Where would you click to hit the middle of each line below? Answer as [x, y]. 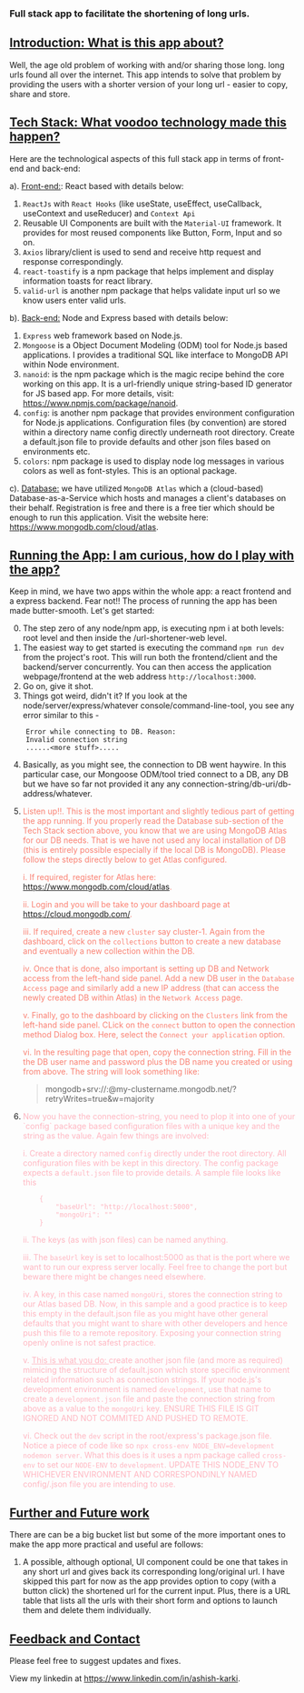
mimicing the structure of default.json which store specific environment [156, 1370]
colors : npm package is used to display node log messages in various [153, 461]
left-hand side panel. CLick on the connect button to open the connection [159, 1025]
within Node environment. [71, 364]
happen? [35, 137]
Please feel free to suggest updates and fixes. [95, 1660]
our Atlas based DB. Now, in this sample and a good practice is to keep [155, 1304]
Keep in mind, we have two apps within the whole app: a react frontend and [151, 591]
